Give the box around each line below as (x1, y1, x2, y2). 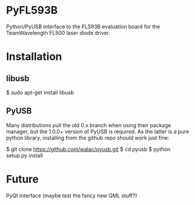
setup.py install (6, 151, 43, 159)
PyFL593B (6, 4, 58, 17)
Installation (6, 50, 62, 64)
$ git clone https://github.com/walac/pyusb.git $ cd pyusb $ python (6, 146, 171, 153)
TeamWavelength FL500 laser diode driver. (6, 29, 111, 36)
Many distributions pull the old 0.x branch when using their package (6, 121, 171, 128)
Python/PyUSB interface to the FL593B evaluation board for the (6, 23, 160, 30)
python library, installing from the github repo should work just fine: (6, 134, 170, 141)
